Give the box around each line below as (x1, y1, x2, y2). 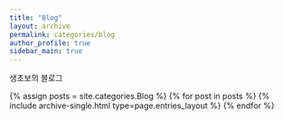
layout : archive (9, 22, 71, 31)
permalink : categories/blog (9, 30, 116, 39)
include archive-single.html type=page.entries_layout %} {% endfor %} (9, 100, 275, 111)
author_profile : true (9, 38, 91, 48)
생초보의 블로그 (9, 73, 63, 84)
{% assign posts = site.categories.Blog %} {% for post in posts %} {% (9, 91, 270, 102)
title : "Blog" (9, 13, 63, 23)
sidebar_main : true (9, 47, 83, 56)
